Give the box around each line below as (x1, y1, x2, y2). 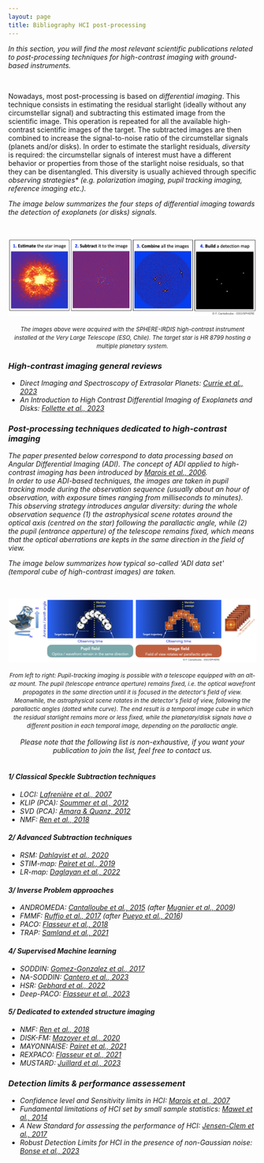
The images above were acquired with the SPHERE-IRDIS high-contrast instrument (20, 325, 245, 333)
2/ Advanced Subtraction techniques (8, 833, 132, 842)
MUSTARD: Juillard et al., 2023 (19, 1058, 121, 1067)
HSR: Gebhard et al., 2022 (19, 980, 106, 990)
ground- (210, 52, 238, 62)
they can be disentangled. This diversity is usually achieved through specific (8, 167, 257, 176)
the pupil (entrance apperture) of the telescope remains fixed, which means (8, 526, 255, 536)
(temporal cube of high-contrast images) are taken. (8, 567, 176, 577)
